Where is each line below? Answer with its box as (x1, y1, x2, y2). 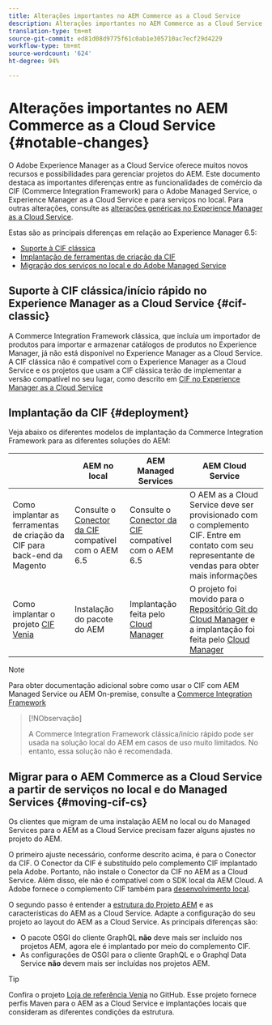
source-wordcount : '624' (8, 49, 92, 58)
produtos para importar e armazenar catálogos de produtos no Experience (8, 340, 257, 349)
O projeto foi (189, 583, 237, 595)
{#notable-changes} (8, 134, 150, 152)
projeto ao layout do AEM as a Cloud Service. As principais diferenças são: (8, 917, 258, 927)
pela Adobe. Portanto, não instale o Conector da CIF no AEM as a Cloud (8, 867, 249, 877)
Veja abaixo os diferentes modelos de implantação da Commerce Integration (8, 427, 264, 438)
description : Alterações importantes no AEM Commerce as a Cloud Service (8, 19, 263, 28)
